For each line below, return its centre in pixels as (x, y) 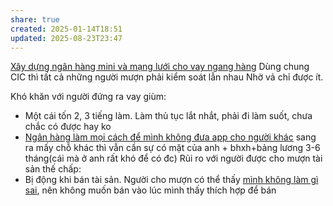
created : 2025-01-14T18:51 (66, 29)
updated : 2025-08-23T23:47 (66, 38)
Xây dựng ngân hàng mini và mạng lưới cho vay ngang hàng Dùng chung (160, 67)
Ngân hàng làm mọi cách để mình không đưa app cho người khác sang (170, 137)
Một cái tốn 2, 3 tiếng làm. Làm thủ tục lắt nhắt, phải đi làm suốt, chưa (168, 116)
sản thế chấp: (53, 169)
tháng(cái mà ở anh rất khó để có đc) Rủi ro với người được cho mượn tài (173, 158)
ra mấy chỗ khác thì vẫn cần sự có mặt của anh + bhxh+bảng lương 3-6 (172, 148)
